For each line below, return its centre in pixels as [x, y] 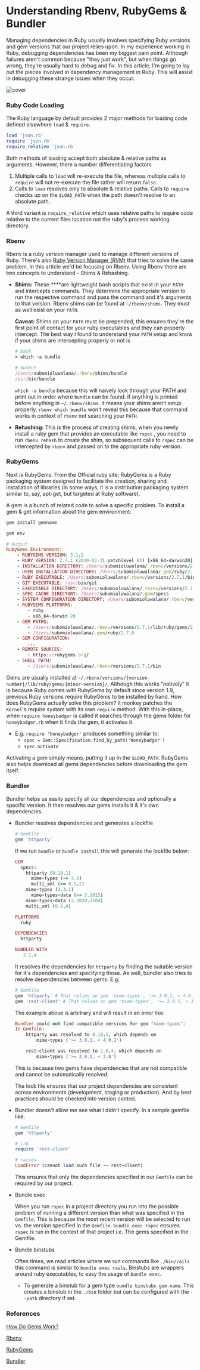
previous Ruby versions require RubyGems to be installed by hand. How [94, 696]
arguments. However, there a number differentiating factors [79, 164]
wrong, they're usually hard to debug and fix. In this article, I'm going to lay [98, 65]
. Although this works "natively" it [148, 684]
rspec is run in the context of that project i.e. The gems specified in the [101, 1232]
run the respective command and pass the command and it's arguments [103, 297]
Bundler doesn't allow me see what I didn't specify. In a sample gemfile [102, 1110]
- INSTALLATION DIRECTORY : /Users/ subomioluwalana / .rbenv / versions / [104, 566]
